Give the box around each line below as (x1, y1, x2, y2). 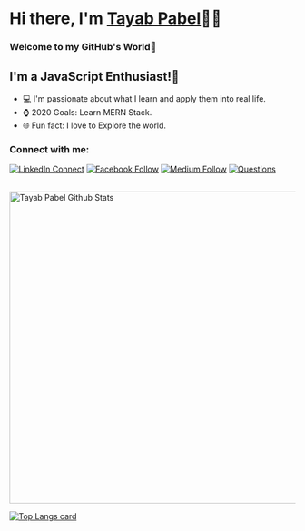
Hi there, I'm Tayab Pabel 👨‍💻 (9, 8, 222, 29)
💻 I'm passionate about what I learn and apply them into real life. (22, 93, 266, 103)
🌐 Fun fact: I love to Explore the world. (22, 120, 166, 131)
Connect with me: (9, 143, 90, 155)
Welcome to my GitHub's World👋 (9, 41, 157, 54)
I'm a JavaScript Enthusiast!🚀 (9, 68, 180, 84)
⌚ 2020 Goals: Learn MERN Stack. (22, 106, 152, 117)
